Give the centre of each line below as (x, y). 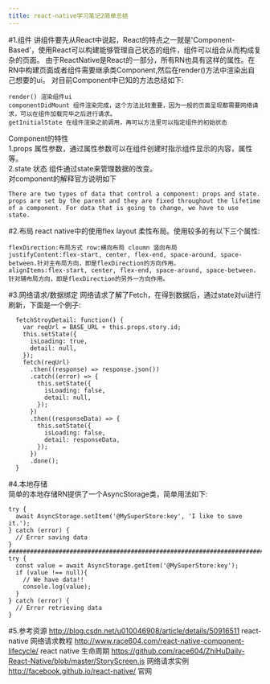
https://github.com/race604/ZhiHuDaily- (178, 651)
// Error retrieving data (59, 608)
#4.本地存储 (28, 484)
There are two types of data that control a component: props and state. (135, 194)
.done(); (44, 461)
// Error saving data (52, 537)
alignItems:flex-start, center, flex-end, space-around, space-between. (133, 270)
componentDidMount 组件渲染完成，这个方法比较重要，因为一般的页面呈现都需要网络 (131, 105)
